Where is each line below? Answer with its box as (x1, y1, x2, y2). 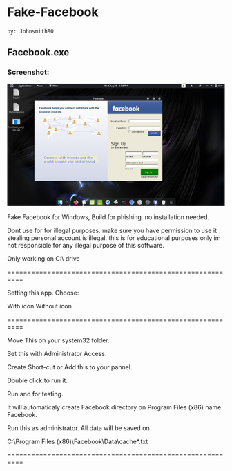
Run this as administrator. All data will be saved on (7, 423, 150, 432)
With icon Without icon (7, 302, 72, 310)
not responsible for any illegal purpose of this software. (7, 241, 164, 249)
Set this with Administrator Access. (7, 349, 107, 358)
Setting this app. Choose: (7, 288, 79, 297)
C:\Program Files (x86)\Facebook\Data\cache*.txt (7, 437, 148, 445)
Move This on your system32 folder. (7, 336, 110, 344)
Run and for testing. (7, 389, 64, 398)
